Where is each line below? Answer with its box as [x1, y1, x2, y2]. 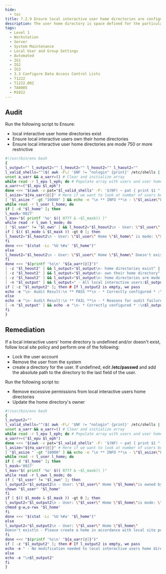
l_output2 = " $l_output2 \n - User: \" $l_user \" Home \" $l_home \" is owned [5, 482, 156, 487]
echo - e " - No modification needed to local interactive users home [5, 546, 152, 551]
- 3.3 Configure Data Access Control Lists [9, 72, 100, 77]
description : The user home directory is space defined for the [5, 21, 140, 26]
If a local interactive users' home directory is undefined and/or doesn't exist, [5, 339, 161, 344]
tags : [5, 26, 16, 31]
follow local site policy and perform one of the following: [5, 344, 120, 350]
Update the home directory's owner [12, 399, 85, 405]
